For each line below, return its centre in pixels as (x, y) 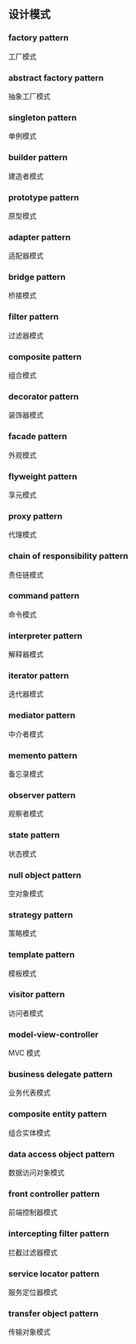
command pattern (44, 596)
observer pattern (42, 795)
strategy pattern (41, 914)
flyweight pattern (43, 476)
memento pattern (43, 755)
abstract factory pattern (56, 77)
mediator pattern (42, 716)
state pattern (34, 835)
